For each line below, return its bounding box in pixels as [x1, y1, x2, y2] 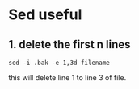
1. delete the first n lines [8, 38, 131, 51]
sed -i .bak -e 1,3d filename [8, 59, 111, 67]
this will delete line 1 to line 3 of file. [8, 73, 127, 82]
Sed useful [8, 6, 82, 24]
